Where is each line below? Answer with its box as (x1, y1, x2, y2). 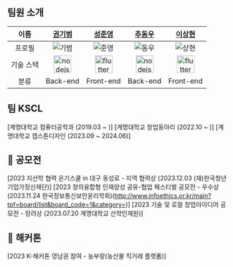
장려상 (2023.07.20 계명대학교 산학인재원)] (25, 209, 144, 218)
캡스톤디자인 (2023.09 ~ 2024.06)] (31, 131, 132, 139)
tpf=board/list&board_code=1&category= (7, 200, 126, 209)
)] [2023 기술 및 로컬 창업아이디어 (125, 200, 219, 209)
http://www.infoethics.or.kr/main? (114, 192, 212, 200)
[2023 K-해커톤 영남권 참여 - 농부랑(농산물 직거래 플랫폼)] (7, 252, 167, 261)
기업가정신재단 (7, 182, 48, 192)
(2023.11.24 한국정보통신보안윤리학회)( (7, 192, 115, 200)
